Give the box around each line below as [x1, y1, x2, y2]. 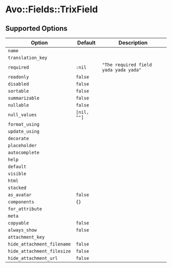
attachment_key [8, 234, 45, 240]
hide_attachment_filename [8, 241, 71, 247]
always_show [8, 227, 37, 233]
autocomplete [8, 150, 40, 155]
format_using [8, 121, 40, 127]
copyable [8, 220, 29, 226]
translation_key [8, 55, 48, 60]
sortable [8, 88, 29, 94]
